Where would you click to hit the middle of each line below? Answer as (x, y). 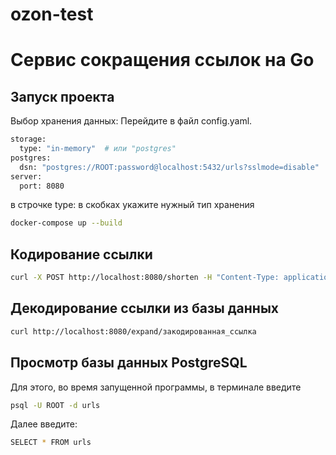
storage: (28, 139)
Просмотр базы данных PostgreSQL (129, 363)
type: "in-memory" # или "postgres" (98, 149)
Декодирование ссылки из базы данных (145, 308)
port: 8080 (42, 186)
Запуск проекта (62, 96)
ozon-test (52, 14)
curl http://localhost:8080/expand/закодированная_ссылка (133, 331)
